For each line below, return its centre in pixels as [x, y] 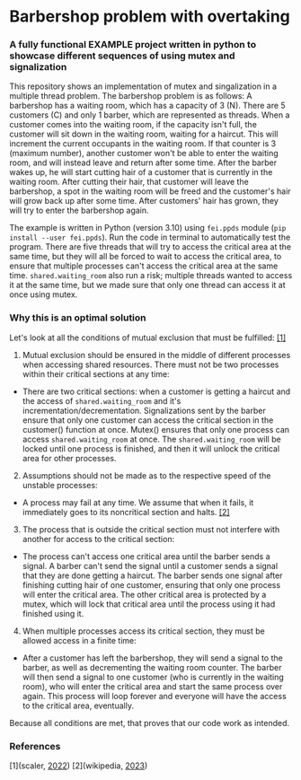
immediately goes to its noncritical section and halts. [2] [126, 512]
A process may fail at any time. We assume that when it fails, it [138, 502]
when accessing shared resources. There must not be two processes [150, 364]
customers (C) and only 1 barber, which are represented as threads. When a [150, 115]
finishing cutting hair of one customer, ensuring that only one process [151, 584]
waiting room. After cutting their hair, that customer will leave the [129, 182]
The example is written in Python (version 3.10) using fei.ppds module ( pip [148, 228]
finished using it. [53, 613]
